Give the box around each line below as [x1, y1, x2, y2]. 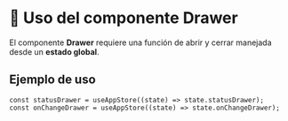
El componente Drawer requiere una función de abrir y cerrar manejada [9, 37, 273, 48]
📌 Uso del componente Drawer [9, 8, 238, 28]
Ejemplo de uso [9, 72, 96, 87]
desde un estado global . [9, 46, 100, 57]
